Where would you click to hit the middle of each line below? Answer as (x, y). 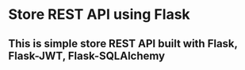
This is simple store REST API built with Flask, (123, 44)
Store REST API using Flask (99, 15)
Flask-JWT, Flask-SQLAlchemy (86, 55)
